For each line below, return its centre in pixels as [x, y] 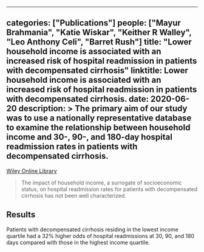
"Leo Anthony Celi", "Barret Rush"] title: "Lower [99, 42]
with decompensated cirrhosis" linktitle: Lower [97, 71]
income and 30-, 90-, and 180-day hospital [90, 137]
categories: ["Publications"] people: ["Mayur [93, 23]
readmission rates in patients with [72, 147]
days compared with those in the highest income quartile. [78, 242]
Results [21, 215]
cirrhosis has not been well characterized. [73, 195]
